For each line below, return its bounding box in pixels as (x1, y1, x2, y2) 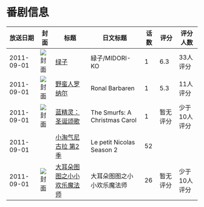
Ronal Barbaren (90, 83, 135, 92)
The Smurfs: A (90, 108, 132, 116)
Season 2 (90, 146, 118, 154)
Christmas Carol (90, 116, 137, 124)
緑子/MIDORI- (90, 54, 131, 62)
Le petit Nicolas (90, 138, 135, 146)
